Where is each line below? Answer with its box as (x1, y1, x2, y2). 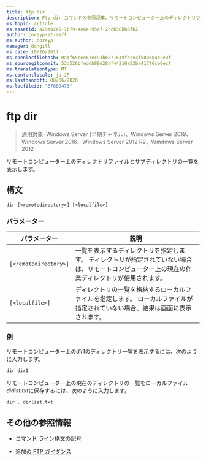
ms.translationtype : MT (6, 66, 67, 72)
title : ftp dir (6, 9, 45, 15)
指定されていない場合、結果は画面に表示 (75, 304, 192, 313)
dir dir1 (6, 368, 29, 374)
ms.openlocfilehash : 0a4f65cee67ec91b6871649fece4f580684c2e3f (6, 55, 172, 61)
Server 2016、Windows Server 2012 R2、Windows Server (46, 138, 193, 145)
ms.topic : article (6, 20, 53, 26)
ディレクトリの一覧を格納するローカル (75, 286, 186, 294)
